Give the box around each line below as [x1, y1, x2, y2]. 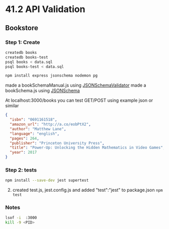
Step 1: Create [5, 39, 40, 46]
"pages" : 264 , [10, 136, 39, 141]
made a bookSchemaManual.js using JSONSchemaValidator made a [5, 82, 146, 89]
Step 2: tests [5, 166, 37, 173]
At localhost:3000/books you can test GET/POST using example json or [5, 97, 153, 104]
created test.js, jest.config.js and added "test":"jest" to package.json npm [12, 187, 163, 193]
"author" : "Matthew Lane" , [10, 126, 66, 131]
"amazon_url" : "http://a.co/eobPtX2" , [10, 122, 92, 127]
